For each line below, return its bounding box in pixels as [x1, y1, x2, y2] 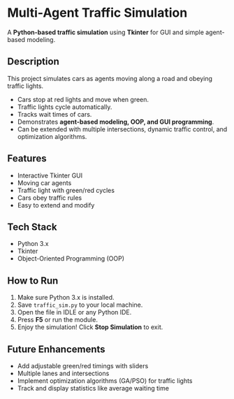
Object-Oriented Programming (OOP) [17, 254, 124, 263]
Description [7, 56, 59, 68]
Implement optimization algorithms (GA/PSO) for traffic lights [17, 377, 193, 385]
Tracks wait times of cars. [17, 110, 92, 118]
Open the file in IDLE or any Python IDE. [17, 308, 132, 317]
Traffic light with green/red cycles [17, 186, 115, 194]
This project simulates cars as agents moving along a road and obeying [7, 74, 213, 82]
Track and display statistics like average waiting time [17, 384, 170, 392]
